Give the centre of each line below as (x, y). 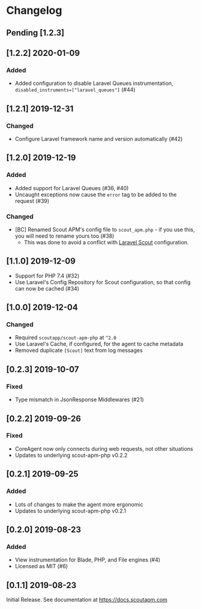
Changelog (34, 11)
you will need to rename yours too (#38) (64, 236)
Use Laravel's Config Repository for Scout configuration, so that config (103, 282)
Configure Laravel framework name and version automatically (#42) (99, 138)
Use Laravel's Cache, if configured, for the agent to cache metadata (99, 344)
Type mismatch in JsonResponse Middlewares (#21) (79, 400)
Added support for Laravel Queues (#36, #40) (72, 188)
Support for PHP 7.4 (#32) (47, 276)
